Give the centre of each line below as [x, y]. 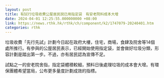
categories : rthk [23, 28]
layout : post [18, 10]
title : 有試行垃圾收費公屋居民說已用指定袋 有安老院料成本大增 [62, 14]
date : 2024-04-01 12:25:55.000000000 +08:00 [51, 19]
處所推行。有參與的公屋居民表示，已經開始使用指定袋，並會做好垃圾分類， [80, 48]
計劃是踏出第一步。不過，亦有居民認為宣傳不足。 [58, 55]
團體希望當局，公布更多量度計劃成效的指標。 [54, 71]
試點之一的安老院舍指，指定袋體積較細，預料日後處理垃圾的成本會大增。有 [80, 65]
